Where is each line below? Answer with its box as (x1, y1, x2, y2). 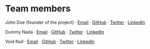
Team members (5, 3, 71, 14)
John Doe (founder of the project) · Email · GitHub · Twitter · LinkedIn (5, 19, 145, 25)
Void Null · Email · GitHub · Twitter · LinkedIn (5, 38, 95, 45)
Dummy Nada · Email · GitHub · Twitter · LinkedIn (5, 29, 104, 35)
